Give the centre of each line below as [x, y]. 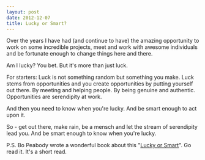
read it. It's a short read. [37, 152]
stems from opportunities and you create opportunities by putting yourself [100, 84]
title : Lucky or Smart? [37, 23]
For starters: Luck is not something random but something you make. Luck [100, 78]
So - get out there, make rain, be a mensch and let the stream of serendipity [102, 127]
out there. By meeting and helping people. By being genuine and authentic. [101, 90]
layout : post [23, 12]
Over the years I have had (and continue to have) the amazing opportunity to [103, 41]
